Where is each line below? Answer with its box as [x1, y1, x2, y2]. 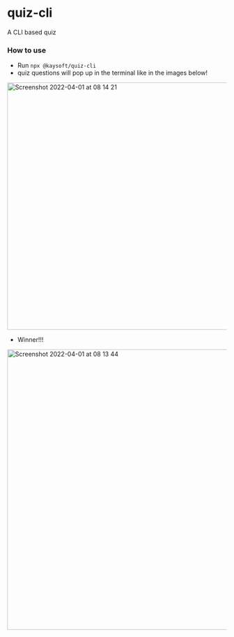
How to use [7, 45, 47, 55]
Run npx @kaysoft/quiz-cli [17, 61, 96, 70]
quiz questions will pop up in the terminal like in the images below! [17, 68, 208, 77]
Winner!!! [17, 336, 44, 344]
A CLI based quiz [7, 28, 57, 36]
